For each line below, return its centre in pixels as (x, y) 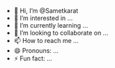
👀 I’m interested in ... (43, 18)
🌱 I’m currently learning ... (51, 25)
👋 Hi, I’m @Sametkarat (46, 11)
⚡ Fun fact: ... (33, 58)
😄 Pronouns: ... (36, 51)
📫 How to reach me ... (46, 41)
